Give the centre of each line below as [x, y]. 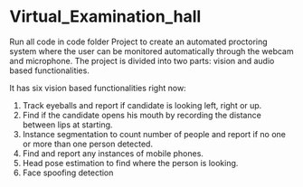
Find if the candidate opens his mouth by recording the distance [142, 115]
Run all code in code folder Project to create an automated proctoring [139, 42]
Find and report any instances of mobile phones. [113, 153]
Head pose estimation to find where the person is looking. [130, 163]
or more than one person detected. [88, 144]
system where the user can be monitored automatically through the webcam [151, 51]
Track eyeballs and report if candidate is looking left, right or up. [142, 105]
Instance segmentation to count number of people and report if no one [154, 134]
